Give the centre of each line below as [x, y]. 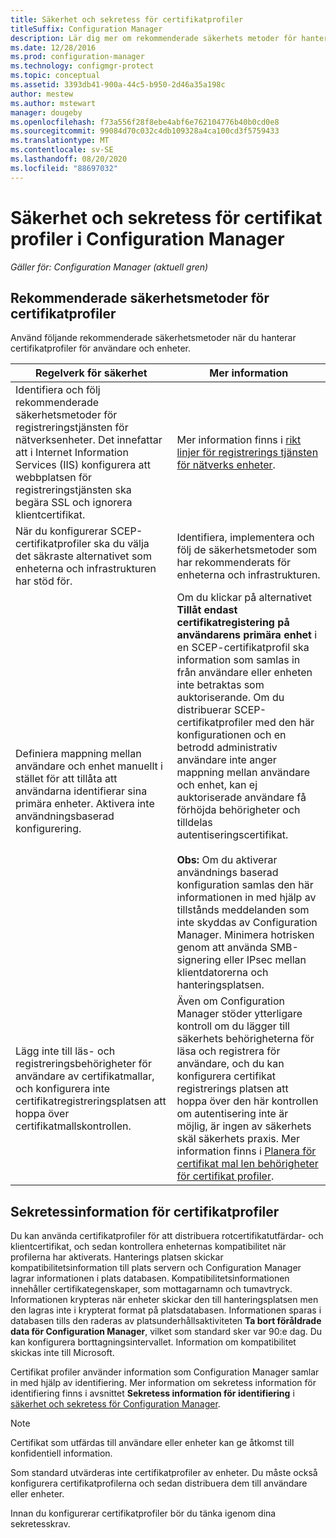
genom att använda [222, 948]
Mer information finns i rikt [239, 440]
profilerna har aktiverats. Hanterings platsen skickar [117, 1257]
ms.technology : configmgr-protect [82, 66]
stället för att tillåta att [66, 779]
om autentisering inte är [232, 1114]
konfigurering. [48, 829]
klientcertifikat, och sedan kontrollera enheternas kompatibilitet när [148, 1247]
